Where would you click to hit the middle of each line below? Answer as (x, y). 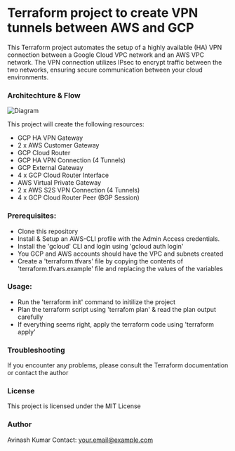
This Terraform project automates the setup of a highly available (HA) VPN (115, 47)
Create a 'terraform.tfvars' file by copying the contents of (100, 261)
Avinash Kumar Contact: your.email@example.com (80, 440)
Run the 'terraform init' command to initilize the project (96, 302)
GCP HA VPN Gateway (50, 138)
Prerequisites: (32, 216)
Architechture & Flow (44, 95)
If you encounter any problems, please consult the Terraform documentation (118, 365)
